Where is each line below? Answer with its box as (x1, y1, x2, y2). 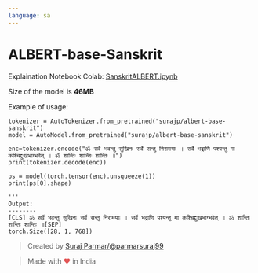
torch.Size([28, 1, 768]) (8, 227, 93, 235)
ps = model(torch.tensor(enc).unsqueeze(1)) (8, 172, 156, 180)
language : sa (8, 11, 51, 20)
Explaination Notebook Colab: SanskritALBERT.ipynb (8, 72, 178, 81)
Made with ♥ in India (27, 256, 96, 266)
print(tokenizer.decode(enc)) (8, 158, 107, 166)
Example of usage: (8, 101, 69, 111)
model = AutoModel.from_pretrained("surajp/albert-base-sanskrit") (8, 131, 234, 138)
